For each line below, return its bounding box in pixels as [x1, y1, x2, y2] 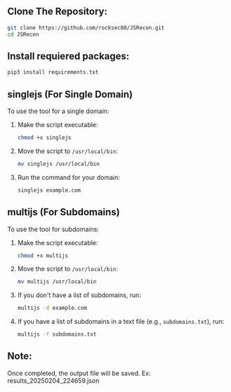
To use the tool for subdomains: [7, 225, 100, 233]
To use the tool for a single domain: [7, 107, 110, 115]
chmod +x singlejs [17, 134, 72, 141]
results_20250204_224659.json [7, 376, 100, 385]
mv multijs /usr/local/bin [17, 278, 97, 285]
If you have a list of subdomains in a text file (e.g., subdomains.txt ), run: [17, 318, 225, 326]
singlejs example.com [17, 186, 81, 194]
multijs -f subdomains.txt [17, 331, 97, 338]
